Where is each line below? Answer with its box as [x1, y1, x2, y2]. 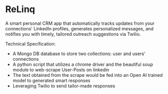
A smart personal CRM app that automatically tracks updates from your [5, 20, 155, 26]
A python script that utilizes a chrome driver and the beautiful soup [12, 61, 153, 67]
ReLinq [5, 4, 36, 15]
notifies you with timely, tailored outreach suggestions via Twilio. [5, 31, 141, 37]
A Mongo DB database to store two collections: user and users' [12, 51, 146, 57]
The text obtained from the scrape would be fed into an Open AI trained [12, 72, 163, 78]
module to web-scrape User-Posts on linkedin [12, 67, 109, 73]
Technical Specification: [5, 40, 56, 46]
